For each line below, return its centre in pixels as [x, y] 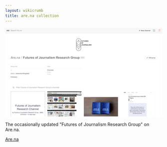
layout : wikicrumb [24, 10]
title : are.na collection [32, 16]
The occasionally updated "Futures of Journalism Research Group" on [77, 124]
